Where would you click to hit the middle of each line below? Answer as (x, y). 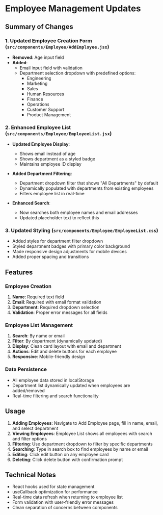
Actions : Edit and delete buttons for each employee (64, 352)
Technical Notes (31, 475)
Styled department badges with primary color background (71, 246)
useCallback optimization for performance (55, 492)
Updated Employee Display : (41, 144)
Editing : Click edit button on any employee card (60, 454)
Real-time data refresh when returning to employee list (67, 497)
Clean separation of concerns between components (65, 508)
